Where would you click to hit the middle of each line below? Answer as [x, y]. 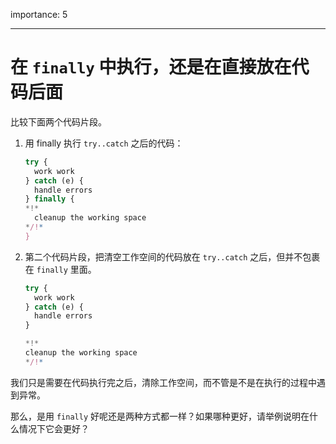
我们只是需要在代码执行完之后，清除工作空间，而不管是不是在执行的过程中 [163, 382]
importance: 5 [39, 14]
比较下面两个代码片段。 [58, 121]
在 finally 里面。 [60, 269]
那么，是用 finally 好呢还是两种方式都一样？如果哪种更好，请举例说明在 [160, 416]
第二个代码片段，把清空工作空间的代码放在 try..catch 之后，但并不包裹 [172, 256]
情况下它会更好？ [54, 428]
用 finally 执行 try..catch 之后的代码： [104, 143]
